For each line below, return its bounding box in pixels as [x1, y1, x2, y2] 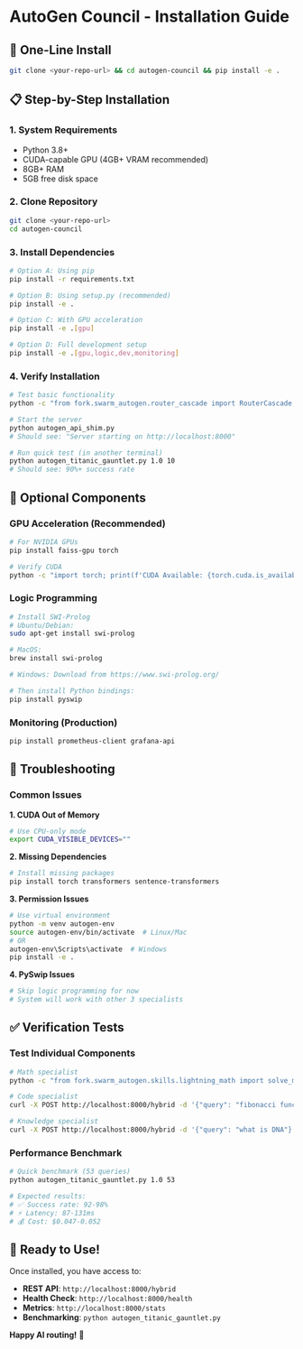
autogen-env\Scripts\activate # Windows [9, 945, 168, 954]
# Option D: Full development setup [9, 340, 147, 349]
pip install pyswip [9, 695, 83, 704]
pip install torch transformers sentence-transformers [9, 877, 220, 886]
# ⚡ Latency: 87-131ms [9, 1208, 95, 1217]
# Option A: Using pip [9, 266, 95, 275]
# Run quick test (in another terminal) [9, 448, 164, 457]
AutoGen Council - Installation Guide [9, 6, 290, 27]
